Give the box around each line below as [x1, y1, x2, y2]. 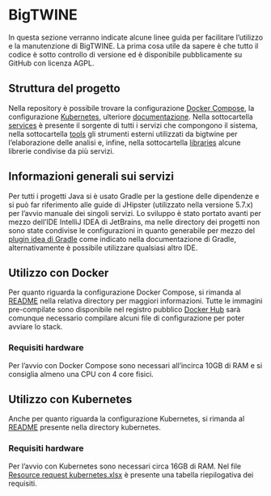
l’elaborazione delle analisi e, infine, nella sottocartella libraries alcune [8, 138, 241, 147]
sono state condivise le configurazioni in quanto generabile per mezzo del [8, 225, 256, 235]
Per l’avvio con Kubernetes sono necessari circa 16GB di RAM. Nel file [8, 461, 241, 471]
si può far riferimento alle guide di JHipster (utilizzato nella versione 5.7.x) [8, 200, 253, 210]
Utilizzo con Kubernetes [8, 392, 133, 406]
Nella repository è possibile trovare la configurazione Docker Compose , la [8, 103, 255, 112]
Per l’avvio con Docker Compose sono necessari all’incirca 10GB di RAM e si [8, 360, 263, 370]
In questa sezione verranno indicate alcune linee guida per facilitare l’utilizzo [8, 32, 264, 42]
